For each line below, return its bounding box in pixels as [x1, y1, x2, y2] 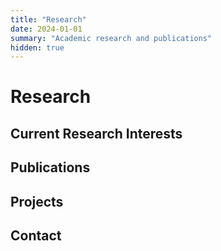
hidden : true [10, 42, 65, 53]
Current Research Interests [10, 125, 183, 142]
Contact [10, 227, 62, 244]
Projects [10, 193, 64, 210]
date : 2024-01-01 [10, 24, 83, 34]
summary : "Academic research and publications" [10, 33, 213, 43]
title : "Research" [10, 14, 87, 25]
